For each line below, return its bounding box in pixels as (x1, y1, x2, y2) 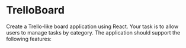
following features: (6, 35, 52, 42)
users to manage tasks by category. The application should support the (6, 29, 181, 36)
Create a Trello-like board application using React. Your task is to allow (6, 23, 179, 30)
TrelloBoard (6, 4, 65, 17)
